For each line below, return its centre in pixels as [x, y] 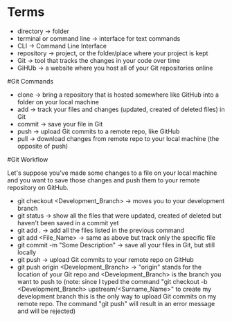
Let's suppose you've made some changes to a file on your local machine [112, 173]
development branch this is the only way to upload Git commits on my [117, 296]
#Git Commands [30, 81]
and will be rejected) [46, 311]
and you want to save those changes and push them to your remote [104, 180]
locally [27, 252]
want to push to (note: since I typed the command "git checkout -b [112, 281]
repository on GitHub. [38, 187]
